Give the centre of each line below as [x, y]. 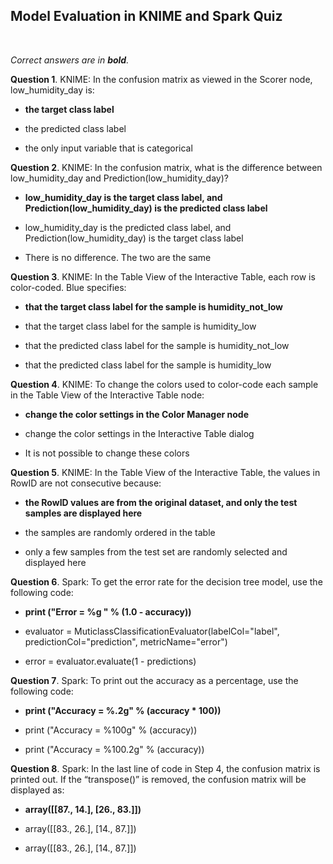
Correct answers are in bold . [70, 60]
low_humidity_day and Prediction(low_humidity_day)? [119, 178]
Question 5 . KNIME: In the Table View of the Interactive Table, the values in [165, 472]
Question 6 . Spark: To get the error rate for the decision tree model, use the [166, 581]
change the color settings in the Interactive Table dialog [139, 433]
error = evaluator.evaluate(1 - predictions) [110, 661]
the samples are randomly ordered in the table [120, 532]
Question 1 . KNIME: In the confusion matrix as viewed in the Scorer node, [161, 79]
